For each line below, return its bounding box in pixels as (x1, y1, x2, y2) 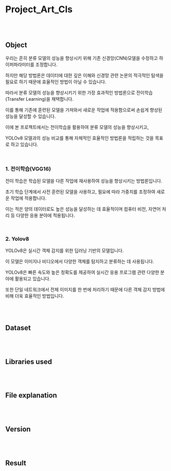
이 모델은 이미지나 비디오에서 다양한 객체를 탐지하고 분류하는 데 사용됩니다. (5, 258, 155, 264)
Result (5, 459, 27, 467)
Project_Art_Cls (5, 4, 73, 15)
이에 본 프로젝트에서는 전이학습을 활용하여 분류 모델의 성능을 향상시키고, (5, 124, 149, 130)
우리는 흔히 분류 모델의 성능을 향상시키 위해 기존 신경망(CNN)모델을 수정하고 (5, 55, 158, 61)
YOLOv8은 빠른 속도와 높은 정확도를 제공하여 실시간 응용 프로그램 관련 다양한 (5, 270, 160, 276)
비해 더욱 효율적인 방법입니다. (5, 293, 65, 299)
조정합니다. (35, 61, 58, 68)
